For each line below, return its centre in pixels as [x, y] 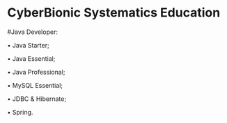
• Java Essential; [31, 58]
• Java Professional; [36, 72]
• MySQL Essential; [35, 85]
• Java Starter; [29, 45]
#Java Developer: [32, 32]
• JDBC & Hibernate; [37, 99]
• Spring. [20, 112]
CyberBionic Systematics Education [114, 13]
